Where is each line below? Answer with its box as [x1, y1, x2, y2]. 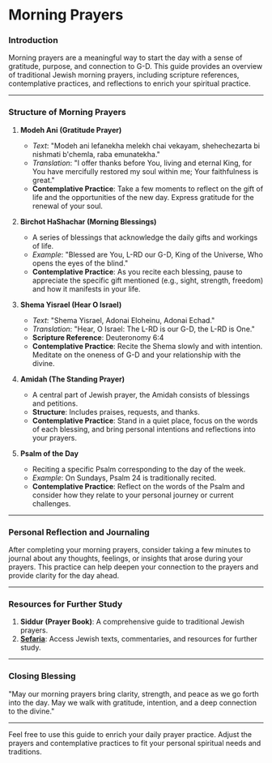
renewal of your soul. [32, 201, 104, 211]
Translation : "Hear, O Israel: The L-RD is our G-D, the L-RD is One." [32, 324, 255, 334]
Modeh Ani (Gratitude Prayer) [19, 125, 122, 134]
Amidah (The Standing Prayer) [19, 374, 125, 384]
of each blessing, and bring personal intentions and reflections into [32, 424, 257, 434]
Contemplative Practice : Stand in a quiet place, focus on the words [32, 416, 258, 425]
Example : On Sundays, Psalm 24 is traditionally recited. [32, 472, 217, 483]
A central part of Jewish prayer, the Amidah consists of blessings [32, 390, 250, 399]
